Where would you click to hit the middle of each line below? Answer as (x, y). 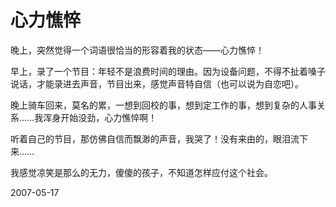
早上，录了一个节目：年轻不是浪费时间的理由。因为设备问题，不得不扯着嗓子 (168, 71)
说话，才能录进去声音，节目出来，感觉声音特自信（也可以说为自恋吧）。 (157, 83)
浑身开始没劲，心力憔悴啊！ (100, 117)
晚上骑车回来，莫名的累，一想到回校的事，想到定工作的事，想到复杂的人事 (163, 105)
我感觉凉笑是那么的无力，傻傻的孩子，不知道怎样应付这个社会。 (141, 172)
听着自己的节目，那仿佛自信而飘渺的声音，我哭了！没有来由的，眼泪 (150, 138)
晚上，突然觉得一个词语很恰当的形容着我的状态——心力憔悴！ (137, 50)
